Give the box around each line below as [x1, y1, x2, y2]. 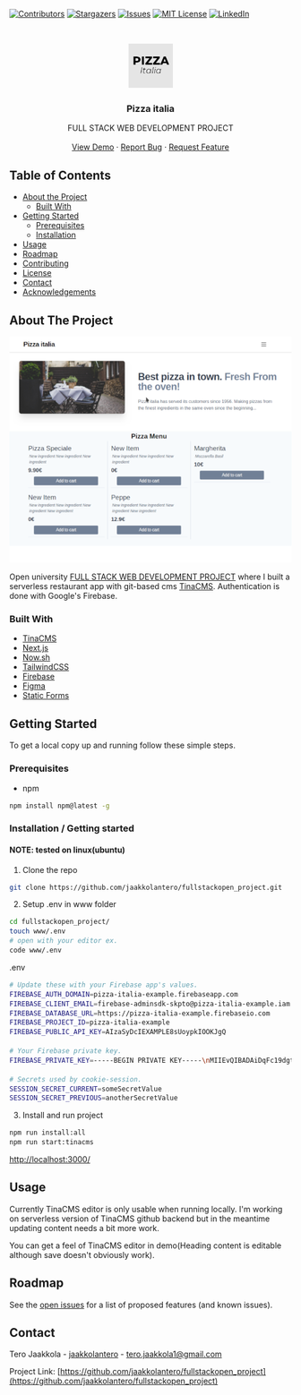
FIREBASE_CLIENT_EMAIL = [9, 999, 99, 1008]
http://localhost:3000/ [9, 1154, 91, 1165]
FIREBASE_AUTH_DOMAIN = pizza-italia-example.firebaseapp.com [9, 989, 239, 998]
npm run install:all [9, 1128, 87, 1137]
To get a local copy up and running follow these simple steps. [9, 740, 236, 751]
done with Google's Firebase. [9, 591, 118, 602]
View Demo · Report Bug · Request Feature [71, 141, 230, 152]
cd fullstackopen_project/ [9, 918, 110, 927]
